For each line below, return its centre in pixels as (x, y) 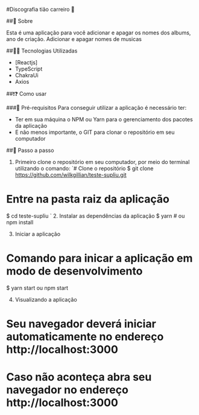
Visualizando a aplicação (46, 299)
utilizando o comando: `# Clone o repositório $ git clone (84, 168)
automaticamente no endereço (85, 337)
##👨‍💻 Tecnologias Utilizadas (42, 51)
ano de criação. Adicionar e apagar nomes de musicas (74, 39)
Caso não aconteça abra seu (79, 377)
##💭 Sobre (20, 21)
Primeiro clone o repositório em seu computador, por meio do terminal (102, 162)
